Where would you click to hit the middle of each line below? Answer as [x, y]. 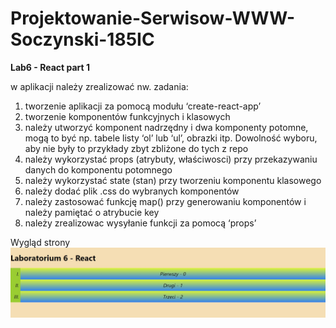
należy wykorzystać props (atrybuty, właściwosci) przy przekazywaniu [171, 159]
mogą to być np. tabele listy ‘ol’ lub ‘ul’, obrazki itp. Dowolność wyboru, [171, 138]
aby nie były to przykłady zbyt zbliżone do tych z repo [136, 148]
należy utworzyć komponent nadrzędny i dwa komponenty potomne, [166, 127]
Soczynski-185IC [82, 39]
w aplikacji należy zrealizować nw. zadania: [99, 86]
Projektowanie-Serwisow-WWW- [153, 18]
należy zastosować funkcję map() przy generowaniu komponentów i [165, 201]
